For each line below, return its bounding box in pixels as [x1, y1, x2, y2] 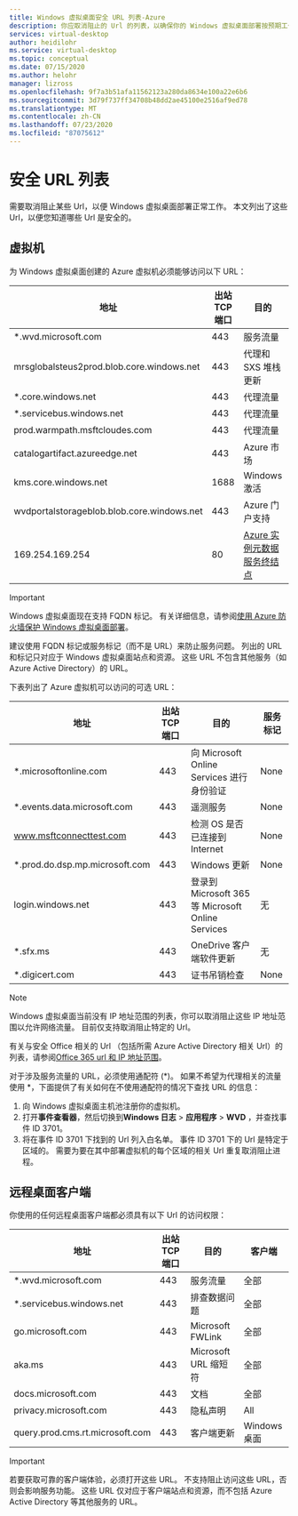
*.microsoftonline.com [13, 765, 108, 777]
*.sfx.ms [13, 944, 51, 957]
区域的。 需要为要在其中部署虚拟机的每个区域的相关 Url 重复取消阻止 [21, 1144, 273, 1156]
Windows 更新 [190, 859, 250, 871]
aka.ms [13, 1359, 44, 1371]
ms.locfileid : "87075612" [9, 129, 105, 138]
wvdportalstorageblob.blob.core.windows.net [13, 504, 203, 517]
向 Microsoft [190, 746, 242, 758]
